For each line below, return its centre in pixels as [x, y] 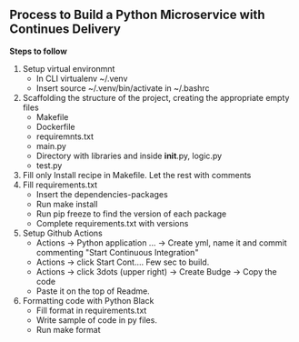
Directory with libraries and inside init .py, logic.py [129, 156]
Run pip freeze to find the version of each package [131, 214]
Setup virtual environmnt [69, 68]
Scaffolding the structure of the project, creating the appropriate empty [156, 97]
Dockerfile [55, 126]
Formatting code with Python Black [88, 300]
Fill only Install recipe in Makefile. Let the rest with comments [137, 175]
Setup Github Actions [62, 233]
